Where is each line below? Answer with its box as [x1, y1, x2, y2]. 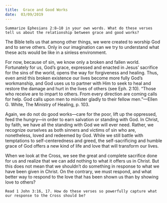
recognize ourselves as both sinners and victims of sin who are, [5, 127, 136, 133]
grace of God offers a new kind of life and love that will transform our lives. [5, 143, 159, 149]
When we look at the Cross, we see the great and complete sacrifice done [5, 153, 158, 159]
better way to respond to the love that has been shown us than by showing [5, 174, 159, 180]
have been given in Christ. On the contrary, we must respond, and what [5, 168, 152, 175]
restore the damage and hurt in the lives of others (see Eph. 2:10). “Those [5, 85, 156, 91]
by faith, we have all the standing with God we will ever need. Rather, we [5, 122, 154, 128]
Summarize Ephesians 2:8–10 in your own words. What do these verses [5, 25, 153, 30]
